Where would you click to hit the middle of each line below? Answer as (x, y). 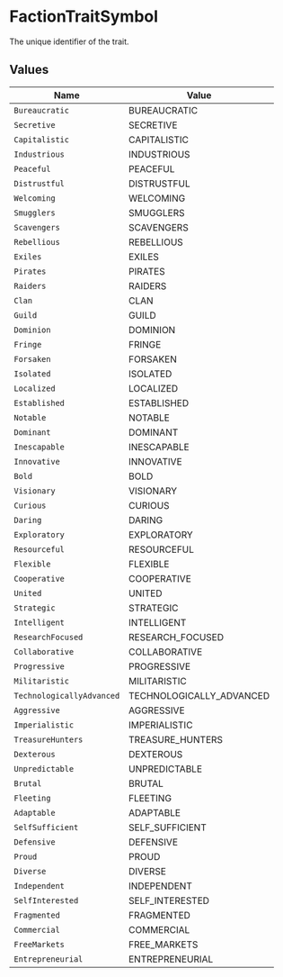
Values (29, 70)
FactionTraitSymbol (84, 17)
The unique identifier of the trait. (69, 41)
